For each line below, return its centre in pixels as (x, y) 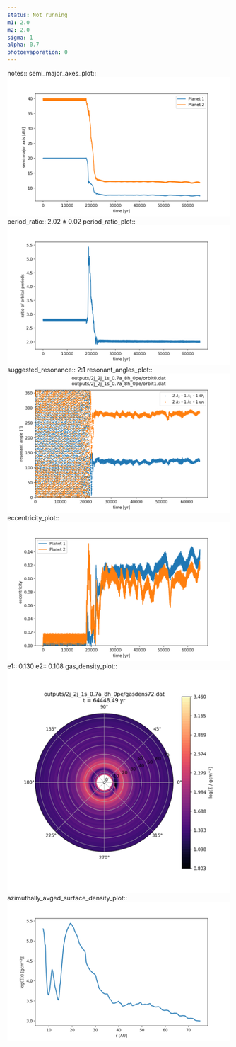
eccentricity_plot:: (33, 518)
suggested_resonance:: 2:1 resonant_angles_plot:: (80, 370)
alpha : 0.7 (23, 45)
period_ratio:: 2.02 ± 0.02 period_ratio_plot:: (71, 222)
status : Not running (38, 15)
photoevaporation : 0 (38, 52)
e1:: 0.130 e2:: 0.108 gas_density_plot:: (63, 666)
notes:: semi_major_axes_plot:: (52, 73)
